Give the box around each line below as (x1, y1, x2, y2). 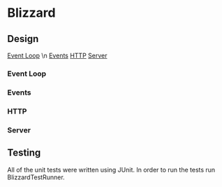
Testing (7, 147, 41, 159)
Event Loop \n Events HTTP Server (7, 51, 108, 60)
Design (7, 33, 39, 45)
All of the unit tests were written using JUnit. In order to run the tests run (7, 165, 216, 174)
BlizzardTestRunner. (7, 173, 65, 181)
